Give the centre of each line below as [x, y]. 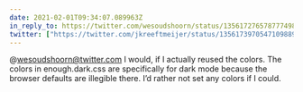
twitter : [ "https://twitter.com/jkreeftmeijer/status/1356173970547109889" [155, 34]
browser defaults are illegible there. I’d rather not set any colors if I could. [145, 79]
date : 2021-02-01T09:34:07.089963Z [76, 17]
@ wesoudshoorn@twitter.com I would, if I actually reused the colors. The [146, 60]
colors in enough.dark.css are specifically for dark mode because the [138, 69]
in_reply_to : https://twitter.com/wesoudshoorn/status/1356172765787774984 [155, 26]
